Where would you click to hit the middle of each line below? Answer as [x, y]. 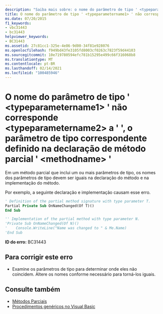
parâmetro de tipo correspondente [76, 139]
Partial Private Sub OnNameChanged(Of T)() [50, 206]
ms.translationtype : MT [29, 59]
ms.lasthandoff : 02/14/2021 [33, 69]
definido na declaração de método [75, 149]
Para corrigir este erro [39, 257]
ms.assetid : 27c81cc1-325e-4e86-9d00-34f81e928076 [57, 46]
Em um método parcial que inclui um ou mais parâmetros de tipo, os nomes [81, 172]
